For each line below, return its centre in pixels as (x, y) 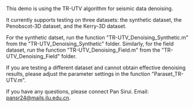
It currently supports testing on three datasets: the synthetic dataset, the (94, 20)
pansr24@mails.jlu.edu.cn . (39, 98)
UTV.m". (16, 80)
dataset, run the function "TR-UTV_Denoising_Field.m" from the (83, 50)
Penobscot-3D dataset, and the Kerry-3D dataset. (66, 26)
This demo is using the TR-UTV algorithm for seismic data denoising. (90, 9)
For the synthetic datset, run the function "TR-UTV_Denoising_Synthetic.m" (97, 37)
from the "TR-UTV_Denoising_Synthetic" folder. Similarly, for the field (90, 44)
